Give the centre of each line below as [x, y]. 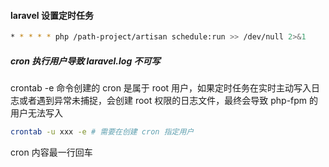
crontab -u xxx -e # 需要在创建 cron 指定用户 [102, 132]
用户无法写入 [36, 113]
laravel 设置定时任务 [52, 15]
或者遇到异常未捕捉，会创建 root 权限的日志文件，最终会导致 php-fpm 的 [168, 101]
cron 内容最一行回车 [51, 152]
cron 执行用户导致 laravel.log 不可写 [85, 61]
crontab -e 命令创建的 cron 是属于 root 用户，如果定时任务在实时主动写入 [161, 88]
